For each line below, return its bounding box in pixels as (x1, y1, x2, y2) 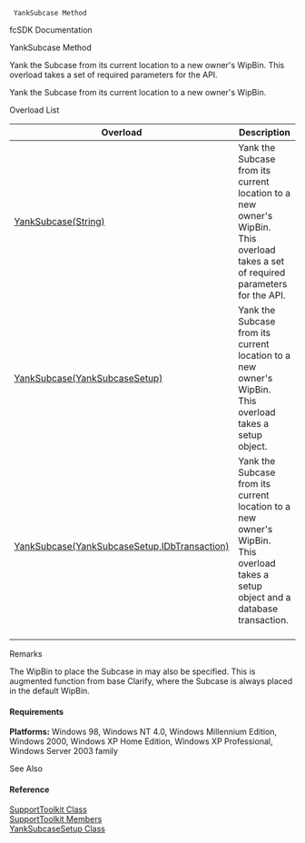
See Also (9, 763, 44, 774)
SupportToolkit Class (9, 804, 88, 815)
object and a (237, 591, 291, 603)
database (237, 602, 279, 615)
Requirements (9, 706, 64, 717)
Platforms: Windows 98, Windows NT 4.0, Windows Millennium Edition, (9, 727, 278, 738)
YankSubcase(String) (14, 215, 105, 227)
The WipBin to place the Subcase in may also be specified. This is (9, 666, 256, 677)
